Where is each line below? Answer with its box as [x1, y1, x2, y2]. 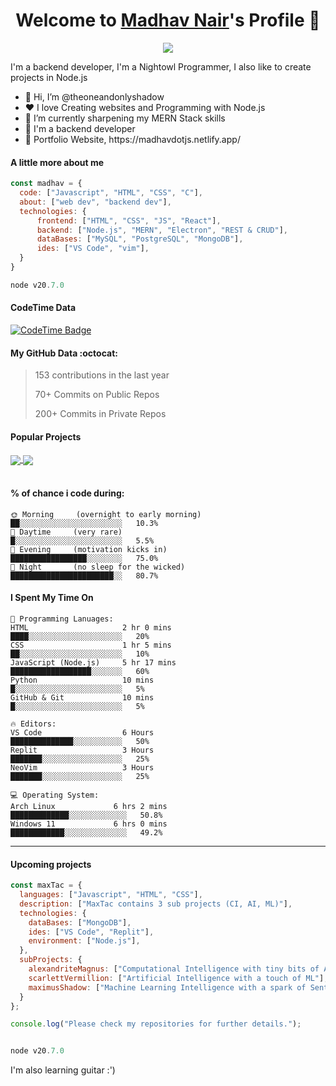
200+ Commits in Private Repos [34, 408, 167, 420]
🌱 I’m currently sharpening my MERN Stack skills [24, 112, 226, 124]
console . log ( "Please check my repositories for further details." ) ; [10, 1019, 302, 1029]
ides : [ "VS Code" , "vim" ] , [36, 244, 150, 254]
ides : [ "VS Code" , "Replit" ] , [28, 927, 155, 937]
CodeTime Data [10, 302, 77, 314]
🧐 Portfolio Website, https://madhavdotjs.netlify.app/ [24, 133, 241, 145]
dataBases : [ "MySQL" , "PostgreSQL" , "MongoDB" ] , [36, 234, 244, 244]
